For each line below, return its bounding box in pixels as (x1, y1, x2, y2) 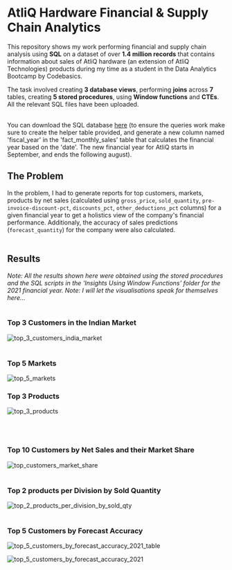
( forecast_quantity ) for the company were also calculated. (7, 225, 175, 233)
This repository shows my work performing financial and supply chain (7, 42, 206, 51)
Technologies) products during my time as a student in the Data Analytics (7, 64, 217, 73)
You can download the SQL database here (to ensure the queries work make (7, 121, 225, 129)
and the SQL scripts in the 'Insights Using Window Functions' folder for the (7, 278, 221, 287)
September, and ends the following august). (7, 150, 132, 159)
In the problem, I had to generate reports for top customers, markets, (7, 188, 204, 197)
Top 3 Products (7, 391, 60, 401)
